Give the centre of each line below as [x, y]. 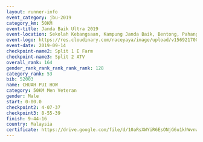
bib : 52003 [20, 79]
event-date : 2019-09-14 [36, 46]
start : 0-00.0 [24, 102]
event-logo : [21, 40]
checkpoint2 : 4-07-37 [34, 107]
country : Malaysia [29, 124]
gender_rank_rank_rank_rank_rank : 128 [55, 68]
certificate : [23, 130]
